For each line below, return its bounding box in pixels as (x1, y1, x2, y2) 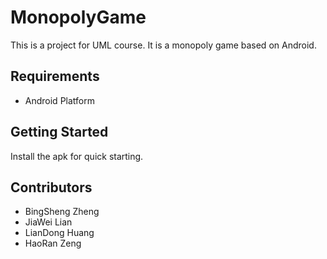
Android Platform (24, 94, 95, 106)
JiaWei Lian (24, 216, 73, 228)
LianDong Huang (24, 227, 95, 239)
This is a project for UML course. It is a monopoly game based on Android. (10, 39, 317, 51)
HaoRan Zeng (24, 237, 82, 250)
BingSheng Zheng (24, 206, 100, 218)
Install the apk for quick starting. (10, 150, 144, 162)
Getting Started (10, 124, 109, 141)
